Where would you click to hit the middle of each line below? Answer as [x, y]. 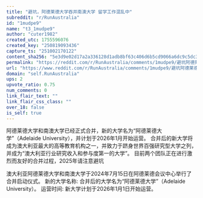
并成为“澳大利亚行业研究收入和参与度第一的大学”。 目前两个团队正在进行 [97, 153]
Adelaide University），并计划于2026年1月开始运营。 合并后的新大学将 [106, 138]
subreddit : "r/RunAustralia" [43, 18]
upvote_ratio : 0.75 [31, 85]
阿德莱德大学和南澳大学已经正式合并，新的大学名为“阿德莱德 [82, 131]
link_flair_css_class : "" [39, 101]
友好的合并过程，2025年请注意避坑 [60, 161]
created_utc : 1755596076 [37, 40]
